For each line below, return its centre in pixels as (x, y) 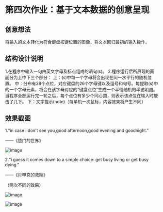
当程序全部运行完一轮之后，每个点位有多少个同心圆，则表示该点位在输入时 (79, 96)
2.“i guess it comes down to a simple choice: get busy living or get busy (77, 159)
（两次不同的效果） (24, 185)
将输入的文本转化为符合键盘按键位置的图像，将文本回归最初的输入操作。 (77, 42)
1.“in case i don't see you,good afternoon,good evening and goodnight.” (77, 130)
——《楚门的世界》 (24, 140)
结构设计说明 (24, 59)
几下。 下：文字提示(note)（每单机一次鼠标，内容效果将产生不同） (80, 101)
